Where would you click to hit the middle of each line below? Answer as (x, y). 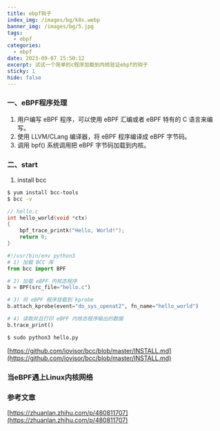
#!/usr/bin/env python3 (41, 255)
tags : (15, 33)
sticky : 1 (21, 71)
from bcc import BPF (37, 269)
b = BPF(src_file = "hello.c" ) (49, 287)
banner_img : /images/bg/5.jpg (51, 26)
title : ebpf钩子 (29, 13)
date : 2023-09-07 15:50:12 (46, 59)
